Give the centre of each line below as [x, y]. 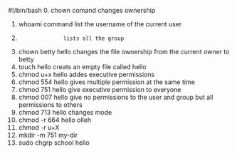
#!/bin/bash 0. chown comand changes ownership [82, 10]
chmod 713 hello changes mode [65, 112]
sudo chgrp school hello [54, 143]
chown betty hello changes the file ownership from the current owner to [124, 52]
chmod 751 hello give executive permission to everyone [100, 89]
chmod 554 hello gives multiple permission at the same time [106, 82]
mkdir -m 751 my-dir [48, 135]
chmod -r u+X [39, 127]
